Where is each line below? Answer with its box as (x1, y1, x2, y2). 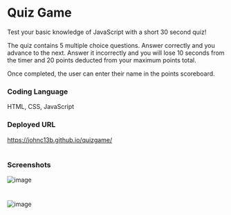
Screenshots (7, 160, 51, 169)
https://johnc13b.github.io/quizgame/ (7, 135, 113, 144)
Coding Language (7, 87, 68, 96)
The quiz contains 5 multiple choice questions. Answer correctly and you (7, 41, 216, 49)
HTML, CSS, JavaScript (7, 103, 75, 111)
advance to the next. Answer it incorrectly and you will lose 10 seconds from (7, 49, 225, 57)
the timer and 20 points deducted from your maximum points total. (7, 55, 196, 64)
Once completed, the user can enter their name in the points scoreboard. (7, 69, 216, 78)
